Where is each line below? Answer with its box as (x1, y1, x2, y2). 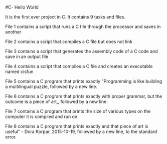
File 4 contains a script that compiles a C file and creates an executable (5, 63, 153, 69)
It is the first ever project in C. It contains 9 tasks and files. (5, 14, 125, 19)
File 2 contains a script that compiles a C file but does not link (5, 38, 133, 44)
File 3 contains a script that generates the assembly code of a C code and (5, 48, 158, 54)
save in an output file (5, 53, 49, 59)
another (5, 29, 22, 34)
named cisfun (5, 68, 34, 74)
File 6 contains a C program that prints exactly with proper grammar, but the (5, 93, 162, 99)
